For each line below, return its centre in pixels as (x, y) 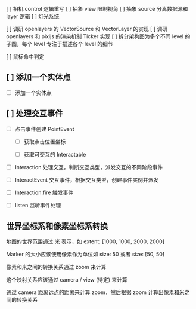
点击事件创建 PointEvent (44, 129)
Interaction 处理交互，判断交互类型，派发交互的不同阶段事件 (89, 167)
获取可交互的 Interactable (55, 154)
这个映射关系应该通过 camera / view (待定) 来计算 (67, 279)
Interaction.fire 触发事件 (44, 192)
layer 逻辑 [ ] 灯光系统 (33, 16)
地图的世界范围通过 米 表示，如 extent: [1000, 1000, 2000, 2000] (85, 241)
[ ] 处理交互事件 (35, 113)
